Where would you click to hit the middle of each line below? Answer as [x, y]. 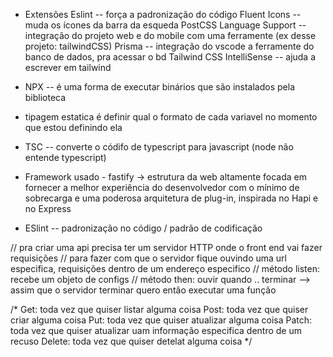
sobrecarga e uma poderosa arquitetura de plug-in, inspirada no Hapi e [171, 198]
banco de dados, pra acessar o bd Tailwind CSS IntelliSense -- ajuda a [170, 57]
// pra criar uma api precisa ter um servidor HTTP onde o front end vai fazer [166, 247]
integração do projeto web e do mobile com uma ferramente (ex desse [170, 35]
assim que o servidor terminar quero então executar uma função [143, 290]
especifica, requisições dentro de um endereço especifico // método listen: [165, 268]
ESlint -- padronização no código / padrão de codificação [143, 228]
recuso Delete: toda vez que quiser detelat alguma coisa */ [131, 341]
